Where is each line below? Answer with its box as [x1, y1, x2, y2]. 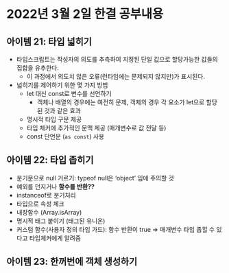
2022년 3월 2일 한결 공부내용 [6, 6, 164, 22]
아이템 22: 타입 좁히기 [6, 154, 94, 166]
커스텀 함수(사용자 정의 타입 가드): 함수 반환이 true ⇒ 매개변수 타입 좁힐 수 [16, 225, 215, 233]
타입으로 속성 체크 [16, 200, 64, 208]
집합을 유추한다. [16, 64, 59, 72]
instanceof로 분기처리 [16, 191, 76, 199]
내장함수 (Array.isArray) [16, 208, 82, 216]
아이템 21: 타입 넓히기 [6, 36, 92, 47]
